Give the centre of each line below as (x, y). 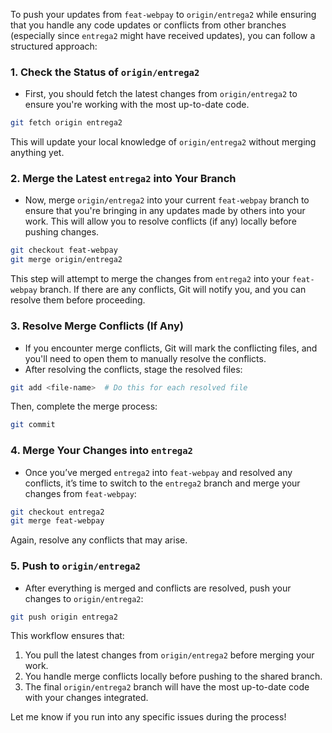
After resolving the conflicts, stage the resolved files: (133, 369)
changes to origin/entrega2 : (84, 598)
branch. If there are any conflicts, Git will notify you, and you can (173, 290)
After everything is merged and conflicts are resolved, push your (158, 588)
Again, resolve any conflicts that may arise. (99, 540)
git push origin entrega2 (64, 617)
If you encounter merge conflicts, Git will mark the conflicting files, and (171, 348)
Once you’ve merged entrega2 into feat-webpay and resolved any (158, 472)
